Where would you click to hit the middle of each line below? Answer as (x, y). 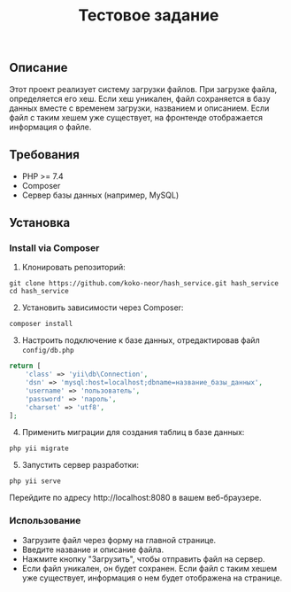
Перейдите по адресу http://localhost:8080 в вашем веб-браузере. (135, 498)
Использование (45, 521)
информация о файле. (50, 127)
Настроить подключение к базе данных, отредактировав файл (141, 340)
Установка (40, 222)
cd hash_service (39, 292)
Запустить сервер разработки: (80, 465)
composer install (41, 324)
